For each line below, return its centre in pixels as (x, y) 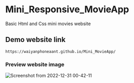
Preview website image (35, 64)
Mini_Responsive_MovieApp (67, 9)
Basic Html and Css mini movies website (48, 24)
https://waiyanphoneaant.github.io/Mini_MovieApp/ (61, 51)
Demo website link (35, 40)
